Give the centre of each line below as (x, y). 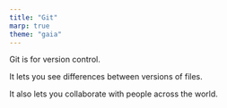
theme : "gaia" (36, 34)
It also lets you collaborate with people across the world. (113, 94)
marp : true (30, 26)
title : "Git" (34, 17)
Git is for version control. (55, 60)
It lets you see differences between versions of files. (106, 77)
